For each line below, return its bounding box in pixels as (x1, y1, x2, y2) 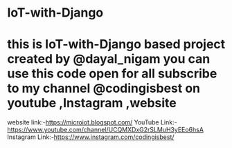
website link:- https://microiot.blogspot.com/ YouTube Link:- (7, 118, 178, 127)
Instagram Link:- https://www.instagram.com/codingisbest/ (7, 133, 175, 141)
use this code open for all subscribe (7, 66, 217, 82)
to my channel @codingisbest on (7, 81, 201, 96)
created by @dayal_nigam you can (7, 51, 211, 67)
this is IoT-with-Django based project (7, 37, 226, 53)
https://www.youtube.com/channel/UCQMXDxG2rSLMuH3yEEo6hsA (7, 126, 204, 134)
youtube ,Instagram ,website (7, 95, 177, 111)
